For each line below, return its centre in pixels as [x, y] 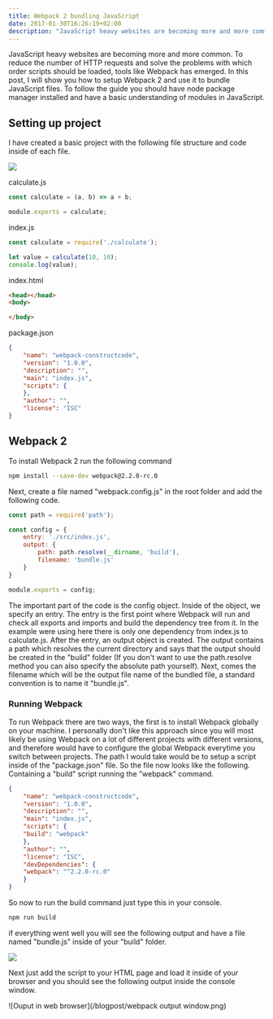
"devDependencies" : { [59, 864]
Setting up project [55, 123]
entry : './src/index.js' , [67, 537]
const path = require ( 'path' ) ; [61, 515]
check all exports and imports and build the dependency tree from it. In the [134, 623]
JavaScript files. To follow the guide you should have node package [122, 89]
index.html [26, 280]
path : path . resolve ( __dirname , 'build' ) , [109, 553]
